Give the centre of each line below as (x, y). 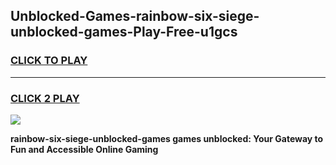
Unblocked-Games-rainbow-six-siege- (135, 16)
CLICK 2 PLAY (45, 98)
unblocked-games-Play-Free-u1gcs (124, 32)
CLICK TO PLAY (49, 61)
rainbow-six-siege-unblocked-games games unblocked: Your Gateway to (167, 138)
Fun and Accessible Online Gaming (84, 149)
